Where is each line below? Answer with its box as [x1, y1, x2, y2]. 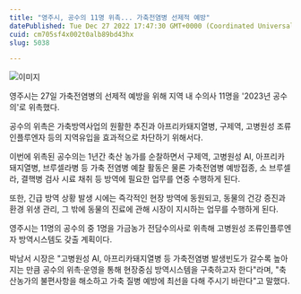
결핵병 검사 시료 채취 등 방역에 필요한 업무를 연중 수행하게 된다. [21, 174, 241, 185]
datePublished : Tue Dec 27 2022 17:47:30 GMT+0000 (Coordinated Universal [9, 22, 295, 30]
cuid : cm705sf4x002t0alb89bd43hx [9, 30, 134, 39]
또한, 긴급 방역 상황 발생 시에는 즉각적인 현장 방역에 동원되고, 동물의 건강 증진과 [9, 193, 287, 203]
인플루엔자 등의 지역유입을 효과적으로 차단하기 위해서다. [9, 132, 203, 143]
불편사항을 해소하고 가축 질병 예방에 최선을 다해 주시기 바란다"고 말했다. [39, 275, 290, 287]
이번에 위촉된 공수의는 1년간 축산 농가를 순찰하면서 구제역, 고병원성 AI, [9, 151, 254, 162]
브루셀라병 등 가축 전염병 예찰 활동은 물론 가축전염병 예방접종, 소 [42, 162, 267, 173]
